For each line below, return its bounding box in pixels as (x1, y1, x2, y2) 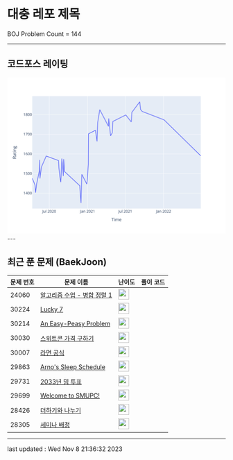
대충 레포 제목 (7, 6, 80, 22)
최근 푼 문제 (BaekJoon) (7, 256, 107, 268)
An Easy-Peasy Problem (40, 320, 111, 328)
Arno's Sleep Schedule (40, 362, 106, 371)
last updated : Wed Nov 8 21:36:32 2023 (7, 445, 123, 453)
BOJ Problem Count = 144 (7, 29, 82, 38)
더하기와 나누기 (40, 407, 82, 415)
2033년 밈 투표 (40, 377, 82, 386)
